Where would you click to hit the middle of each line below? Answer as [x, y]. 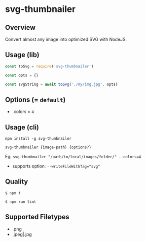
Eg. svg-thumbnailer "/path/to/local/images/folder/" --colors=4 [73, 157]
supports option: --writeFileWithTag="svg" [56, 166]
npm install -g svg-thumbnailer [38, 139]
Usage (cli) [22, 127]
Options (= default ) [35, 99]
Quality [17, 182]
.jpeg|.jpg [22, 234]
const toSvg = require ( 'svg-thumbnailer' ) [49, 66]
